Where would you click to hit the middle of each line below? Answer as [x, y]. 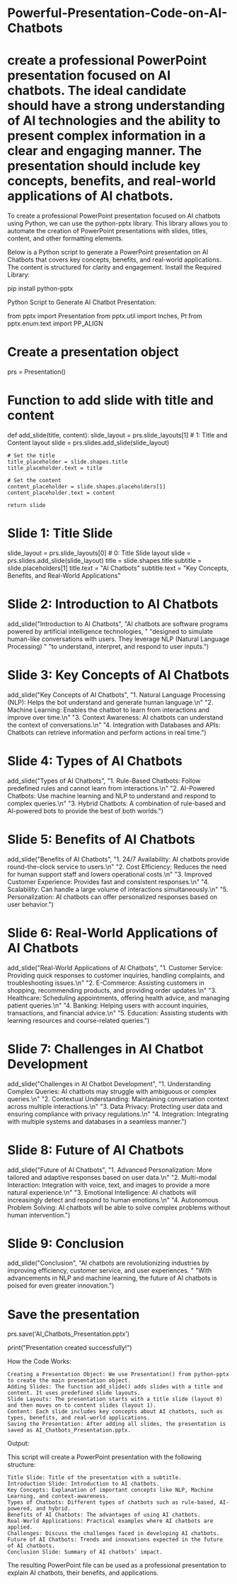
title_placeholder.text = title [55, 468]
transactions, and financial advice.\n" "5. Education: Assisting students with [118, 1013]
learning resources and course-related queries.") [79, 1020]
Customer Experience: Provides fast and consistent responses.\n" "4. [109, 881]
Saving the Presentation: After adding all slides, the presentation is [117, 1424]
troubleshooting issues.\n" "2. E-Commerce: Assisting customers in [106, 983]
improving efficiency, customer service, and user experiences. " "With [110, 1271]
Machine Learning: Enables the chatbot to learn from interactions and [109, 710]
